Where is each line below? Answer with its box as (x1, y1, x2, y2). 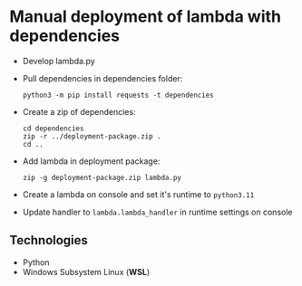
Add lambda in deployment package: (22, 156, 161, 167)
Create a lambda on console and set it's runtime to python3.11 (22, 188, 255, 200)
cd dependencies (22, 124, 84, 133)
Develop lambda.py (22, 55, 95, 66)
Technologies (9, 233, 89, 248)
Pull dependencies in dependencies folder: (22, 72, 183, 83)
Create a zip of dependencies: (22, 106, 136, 117)
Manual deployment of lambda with (9, 6, 281, 27)
